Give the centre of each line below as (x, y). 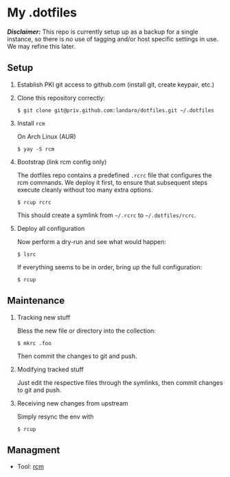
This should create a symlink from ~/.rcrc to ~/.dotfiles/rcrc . (107, 215)
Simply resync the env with (55, 417)
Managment (34, 450)
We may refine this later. (41, 46)
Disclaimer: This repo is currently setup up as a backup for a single (103, 32)
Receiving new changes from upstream (72, 403)
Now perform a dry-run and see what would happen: (92, 241)
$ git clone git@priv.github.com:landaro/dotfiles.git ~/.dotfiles (115, 110)
